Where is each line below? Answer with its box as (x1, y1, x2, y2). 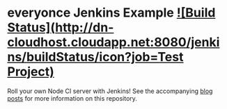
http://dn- (54, 19, 114, 35)
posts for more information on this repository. (7, 94, 138, 102)
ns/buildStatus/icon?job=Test (7, 49, 184, 65)
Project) (7, 64, 54, 80)
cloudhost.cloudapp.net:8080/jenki (7, 35, 220, 50)
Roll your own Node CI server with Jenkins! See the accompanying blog (7, 87, 213, 95)
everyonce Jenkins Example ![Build (7, 5, 216, 21)
